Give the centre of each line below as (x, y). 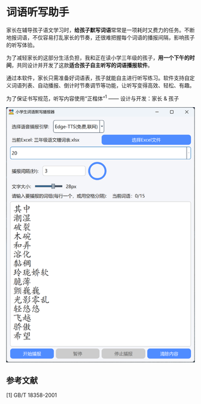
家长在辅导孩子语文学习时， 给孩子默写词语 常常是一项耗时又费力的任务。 (95, 30)
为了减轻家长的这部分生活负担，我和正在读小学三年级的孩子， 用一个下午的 (98, 57)
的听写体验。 (22, 45)
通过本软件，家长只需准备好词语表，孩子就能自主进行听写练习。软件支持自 (98, 78)
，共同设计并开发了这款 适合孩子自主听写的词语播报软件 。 (82, 65)
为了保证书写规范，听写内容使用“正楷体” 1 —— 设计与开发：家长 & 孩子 (93, 98)
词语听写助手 (38, 12)
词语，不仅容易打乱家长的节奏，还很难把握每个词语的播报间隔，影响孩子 (106, 37)
